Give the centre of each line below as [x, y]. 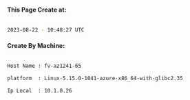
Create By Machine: [36, 45]
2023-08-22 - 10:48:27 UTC [46, 30]
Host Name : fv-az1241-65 [44, 66]
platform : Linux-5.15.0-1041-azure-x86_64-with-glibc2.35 [95, 79]
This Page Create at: [37, 10]
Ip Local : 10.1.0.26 [40, 91]
